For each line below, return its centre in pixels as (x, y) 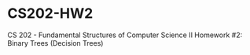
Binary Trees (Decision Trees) (55, 43)
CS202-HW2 (50, 14)
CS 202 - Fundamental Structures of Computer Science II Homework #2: (125, 35)
